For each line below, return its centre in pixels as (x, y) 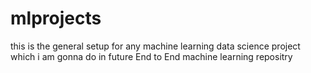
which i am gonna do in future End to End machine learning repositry (151, 56)
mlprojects (56, 18)
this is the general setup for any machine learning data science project (155, 46)
